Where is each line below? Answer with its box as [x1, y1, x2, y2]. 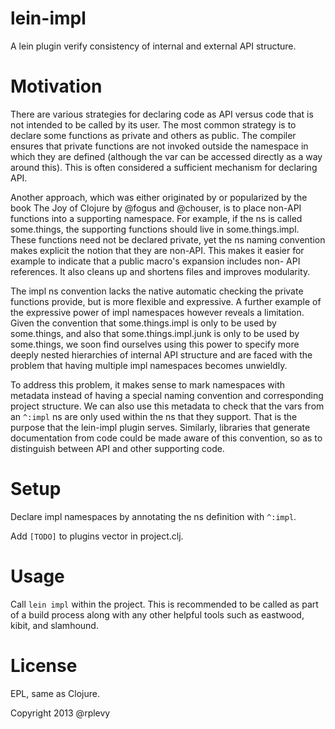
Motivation [10, 75, 103, 98]
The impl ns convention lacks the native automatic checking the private [10, 285, 304, 297]
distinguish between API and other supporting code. [10, 442, 225, 454]
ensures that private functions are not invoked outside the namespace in [10, 140, 309, 152]
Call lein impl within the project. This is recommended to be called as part [10, 598, 319, 610]
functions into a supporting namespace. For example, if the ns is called [10, 212, 303, 224]
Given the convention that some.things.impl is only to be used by [10, 317, 277, 329]
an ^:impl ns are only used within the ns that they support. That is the [10, 410, 298, 422]
